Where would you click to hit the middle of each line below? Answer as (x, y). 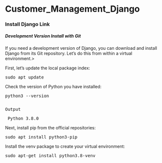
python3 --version (27, 96)
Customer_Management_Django (72, 9)
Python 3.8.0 (23, 119)
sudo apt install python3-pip (41, 137)
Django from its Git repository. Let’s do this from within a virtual (69, 53)
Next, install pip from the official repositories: (50, 128)
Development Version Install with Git (43, 36)
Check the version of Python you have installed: (53, 87)
